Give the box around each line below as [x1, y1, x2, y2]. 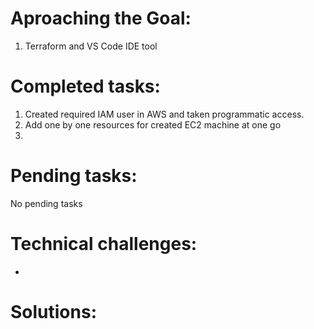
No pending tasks [10, 197, 83, 209]
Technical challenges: [10, 233, 198, 255]
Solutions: [10, 300, 98, 323]
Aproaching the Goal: [10, 7, 192, 30]
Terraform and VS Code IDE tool [24, 40, 158, 52]
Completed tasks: [10, 75, 161, 98]
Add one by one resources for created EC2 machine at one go [24, 118, 282, 131]
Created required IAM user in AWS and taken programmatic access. [24, 108, 305, 120]
